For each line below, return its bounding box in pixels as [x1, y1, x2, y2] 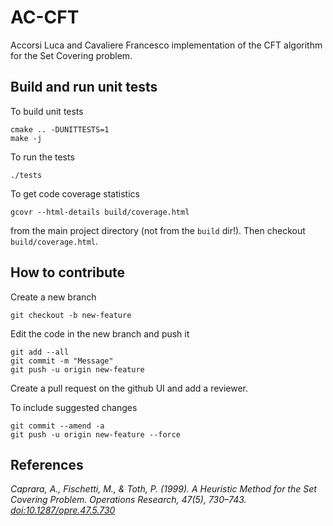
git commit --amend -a [10, 421, 105, 431]
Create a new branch [10, 291, 97, 303]
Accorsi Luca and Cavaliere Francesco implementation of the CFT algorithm [10, 39, 323, 51]
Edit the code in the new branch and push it [10, 327, 190, 340]
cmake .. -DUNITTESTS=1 [10, 124, 110, 135]
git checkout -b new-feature [10, 310, 132, 320]
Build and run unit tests [10, 79, 158, 96]
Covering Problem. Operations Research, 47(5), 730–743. [10, 494, 247, 506]
